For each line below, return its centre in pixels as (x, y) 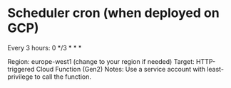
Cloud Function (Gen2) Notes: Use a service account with (120, 69)
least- (215, 69)
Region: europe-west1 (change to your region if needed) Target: (101, 61)
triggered (21, 69)
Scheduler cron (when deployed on (113, 13)
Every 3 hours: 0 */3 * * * (45, 48)
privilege (20, 77)
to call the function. (63, 77)
